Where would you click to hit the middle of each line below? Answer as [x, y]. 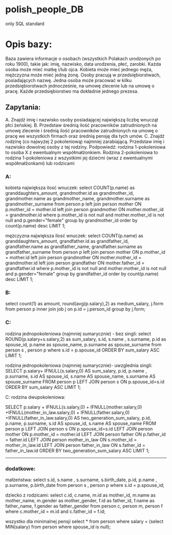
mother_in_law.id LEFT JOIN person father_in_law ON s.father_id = [76, 445]
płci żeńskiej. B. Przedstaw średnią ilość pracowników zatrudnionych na [81, 125]
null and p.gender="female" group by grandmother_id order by [71, 220]
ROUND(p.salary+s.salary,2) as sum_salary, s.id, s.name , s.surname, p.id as [86, 339]
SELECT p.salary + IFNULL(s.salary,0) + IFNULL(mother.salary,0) [74, 407]
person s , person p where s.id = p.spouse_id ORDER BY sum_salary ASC [82, 350]
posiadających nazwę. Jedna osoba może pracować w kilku [69, 80]
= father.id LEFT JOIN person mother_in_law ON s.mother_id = [71, 440]
